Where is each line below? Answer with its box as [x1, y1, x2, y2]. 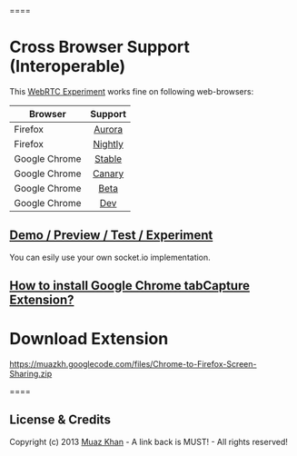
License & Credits [9, 412, 112, 428]
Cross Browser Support [9, 37, 191, 57]
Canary [92, 167, 124, 180]
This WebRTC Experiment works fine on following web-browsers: [9, 85, 254, 96]
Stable [94, 152, 123, 164]
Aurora [94, 123, 124, 135]
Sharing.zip [9, 369, 53, 380]
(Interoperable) [9, 56, 126, 77]
